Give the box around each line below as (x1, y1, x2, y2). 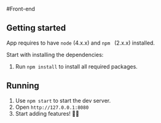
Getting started (6, 23, 66, 33)
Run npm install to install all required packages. (15, 62, 138, 70)
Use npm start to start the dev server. (15, 97, 111, 104)
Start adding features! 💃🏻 (15, 110, 80, 117)
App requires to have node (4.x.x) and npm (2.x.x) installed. (6, 39, 155, 47)
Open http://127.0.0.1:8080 (15, 103, 89, 111)
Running (6, 81, 40, 91)
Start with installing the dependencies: (6, 51, 104, 58)
